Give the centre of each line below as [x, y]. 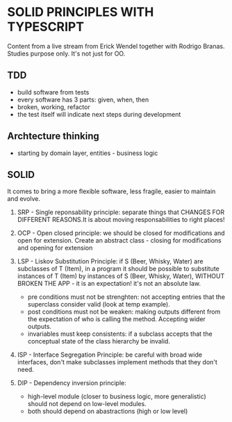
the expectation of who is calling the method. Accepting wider [117, 319]
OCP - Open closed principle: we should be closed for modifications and [121, 233]
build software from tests [53, 92]
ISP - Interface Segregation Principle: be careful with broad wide [110, 355]
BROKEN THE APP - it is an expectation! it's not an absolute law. [109, 284]
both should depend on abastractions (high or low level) [108, 412]
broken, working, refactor [53, 107]
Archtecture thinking [53, 136]
